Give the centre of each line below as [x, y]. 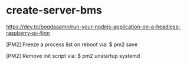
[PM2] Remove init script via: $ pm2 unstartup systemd [73, 56]
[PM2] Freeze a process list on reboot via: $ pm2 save [72, 44]
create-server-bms [54, 10]
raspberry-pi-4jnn [28, 32]
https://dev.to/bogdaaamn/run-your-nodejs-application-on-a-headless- [93, 27]
